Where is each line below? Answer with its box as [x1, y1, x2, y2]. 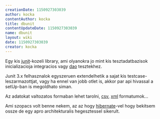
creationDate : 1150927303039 [5, 7, 66, 12]
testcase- [127, 73, 147, 79]
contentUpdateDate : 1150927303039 [5, 26, 77, 31]
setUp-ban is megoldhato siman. [5, 83, 72, 90]
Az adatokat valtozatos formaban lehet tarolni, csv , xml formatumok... [5, 93, 148, 99]
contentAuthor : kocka [5, 16, 50, 21]
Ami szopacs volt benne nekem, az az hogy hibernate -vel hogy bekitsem [5, 103, 155, 109]
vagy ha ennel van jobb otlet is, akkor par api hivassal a [39, 78, 153, 84]
